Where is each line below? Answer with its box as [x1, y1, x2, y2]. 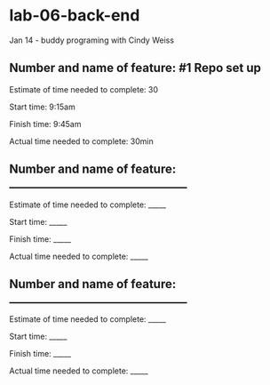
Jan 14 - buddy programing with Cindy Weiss [9, 35, 175, 45]
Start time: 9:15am [9, 101, 75, 112]
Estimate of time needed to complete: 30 [9, 84, 158, 94]
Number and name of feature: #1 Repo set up [9, 60, 262, 76]
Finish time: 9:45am [9, 118, 82, 129]
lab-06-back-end [9, 5, 140, 26]
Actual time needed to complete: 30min [9, 135, 154, 147]
